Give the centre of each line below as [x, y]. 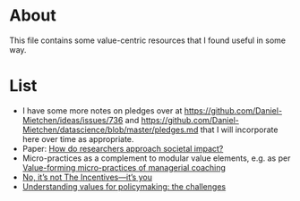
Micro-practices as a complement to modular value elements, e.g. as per [156, 158]
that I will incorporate [239, 130]
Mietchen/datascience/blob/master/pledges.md [110, 130]
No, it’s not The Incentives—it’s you [87, 177]
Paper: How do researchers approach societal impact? [123, 148]
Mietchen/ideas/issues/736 [73, 120]
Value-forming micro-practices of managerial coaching [124, 167]
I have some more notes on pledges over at [102, 110]
